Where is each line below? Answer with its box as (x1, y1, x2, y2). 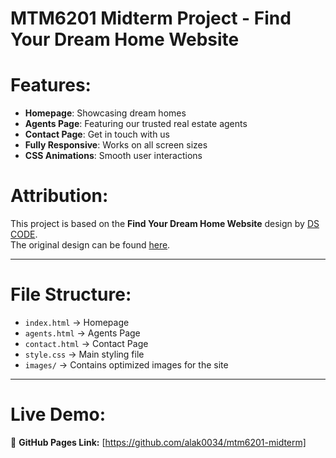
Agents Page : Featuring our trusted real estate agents (24, 118, 248, 130)
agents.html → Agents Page (24, 327, 141, 339)
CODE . (10, 228, 38, 241)
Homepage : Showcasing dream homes (24, 107, 187, 119)
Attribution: (10, 185, 109, 207)
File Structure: (10, 283, 132, 306)
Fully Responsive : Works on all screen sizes (24, 139, 208, 151)
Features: (10, 74, 92, 97)
